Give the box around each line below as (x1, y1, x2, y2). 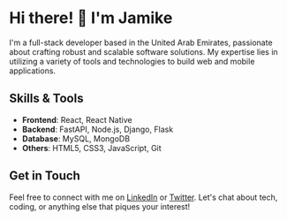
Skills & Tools (9, 91, 84, 106)
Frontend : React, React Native (21, 114, 132, 125)
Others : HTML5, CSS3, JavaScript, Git (21, 142, 162, 153)
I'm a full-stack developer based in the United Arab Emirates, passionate (9, 37, 273, 48)
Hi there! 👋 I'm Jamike (9, 8, 173, 28)
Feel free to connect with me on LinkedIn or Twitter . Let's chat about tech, (9, 192, 278, 202)
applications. (9, 65, 56, 76)
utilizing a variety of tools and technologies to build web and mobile (9, 56, 255, 66)
